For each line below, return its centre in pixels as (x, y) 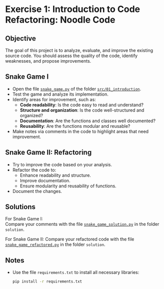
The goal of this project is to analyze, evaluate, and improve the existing (79, 50)
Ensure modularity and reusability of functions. (68, 186)
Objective (21, 38)
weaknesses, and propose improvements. (48, 61)
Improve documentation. (45, 180)
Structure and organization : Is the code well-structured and (82, 110)
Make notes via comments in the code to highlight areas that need (80, 131)
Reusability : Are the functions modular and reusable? (75, 126)
